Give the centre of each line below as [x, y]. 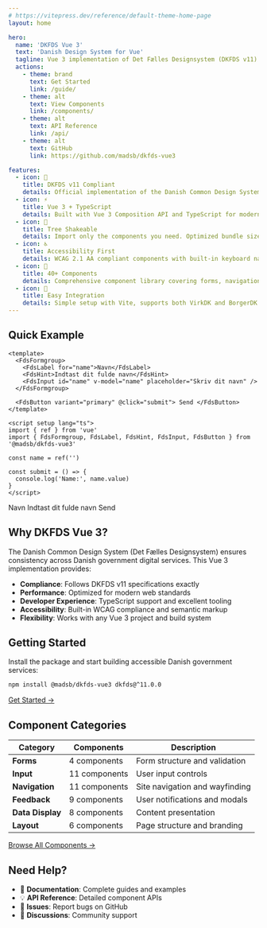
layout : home [30, 23]
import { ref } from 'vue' [53, 430]
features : [25, 170]
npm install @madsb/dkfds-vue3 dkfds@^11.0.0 [85, 685]
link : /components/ [61, 111]
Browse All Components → [52, 845]
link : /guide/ [53, 89]
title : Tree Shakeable [60, 229]
